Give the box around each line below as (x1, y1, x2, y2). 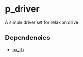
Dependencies (5, 34, 50, 42)
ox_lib (12, 46, 24, 52)
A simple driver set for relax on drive (5, 19, 79, 25)
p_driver (5, 3, 40, 15)
